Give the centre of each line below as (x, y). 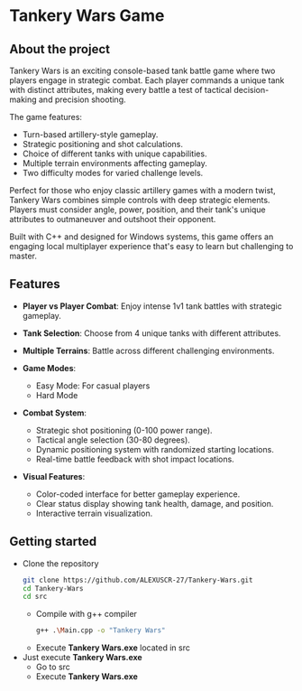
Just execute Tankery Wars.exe (82, 658)
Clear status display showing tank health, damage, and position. (155, 503)
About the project (60, 49)
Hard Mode (57, 395)
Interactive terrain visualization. (94, 513)
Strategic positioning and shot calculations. (102, 144)
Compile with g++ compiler (87, 614)
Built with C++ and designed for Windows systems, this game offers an (142, 237)
